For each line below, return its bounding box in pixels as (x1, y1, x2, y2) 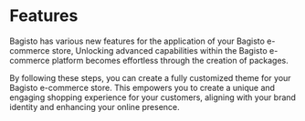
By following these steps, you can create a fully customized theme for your (9, 72, 291, 83)
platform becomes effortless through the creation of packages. (51, 55, 289, 66)
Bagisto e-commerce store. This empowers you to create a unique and (9, 82, 276, 93)
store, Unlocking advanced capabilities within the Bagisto (51, 45, 268, 55)
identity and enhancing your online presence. (9, 101, 180, 112)
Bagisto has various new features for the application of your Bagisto (9, 35, 265, 46)
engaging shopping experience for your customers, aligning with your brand (9, 92, 297, 103)
